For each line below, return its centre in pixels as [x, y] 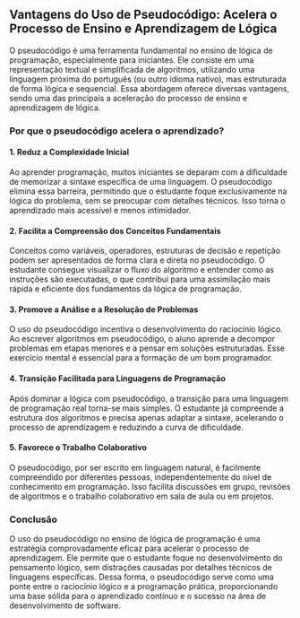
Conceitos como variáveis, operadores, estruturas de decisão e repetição [145, 251]
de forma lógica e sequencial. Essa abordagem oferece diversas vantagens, [149, 88]
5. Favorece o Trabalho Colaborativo [78, 448]
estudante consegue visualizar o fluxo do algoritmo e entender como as [142, 270]
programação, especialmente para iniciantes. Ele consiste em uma [132, 60]
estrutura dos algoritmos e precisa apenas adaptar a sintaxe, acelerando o [146, 417]
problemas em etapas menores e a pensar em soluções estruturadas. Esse [147, 348]
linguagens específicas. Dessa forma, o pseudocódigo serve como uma [142, 577]
